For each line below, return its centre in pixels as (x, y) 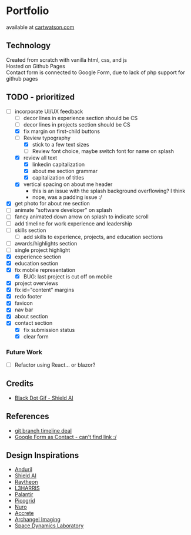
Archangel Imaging (37, 520)
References (28, 416)
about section (31, 317)
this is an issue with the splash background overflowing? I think (109, 191)
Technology (29, 46)
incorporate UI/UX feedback (49, 111)
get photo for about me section (52, 204)
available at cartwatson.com (40, 27)
